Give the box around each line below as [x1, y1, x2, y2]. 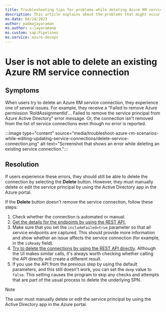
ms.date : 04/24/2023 [5, 16, 48, 21]
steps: [5, 204, 18, 210]
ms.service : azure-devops [5, 35, 58, 40]
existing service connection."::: [5, 146, 68, 152]
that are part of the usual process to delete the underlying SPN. [12, 277, 142, 283]
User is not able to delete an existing [5, 56, 157, 67]
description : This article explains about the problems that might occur [5, 12, 161, 17]
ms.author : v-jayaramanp [5, 26, 56, 31]
